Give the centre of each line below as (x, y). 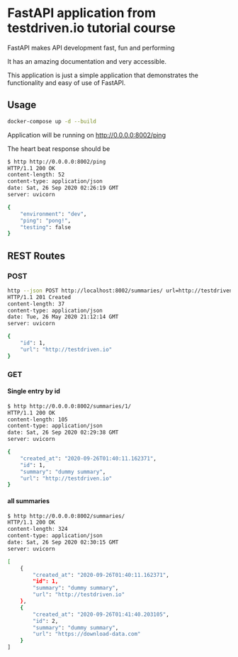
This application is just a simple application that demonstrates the (103, 75)
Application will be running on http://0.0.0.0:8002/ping (87, 135)
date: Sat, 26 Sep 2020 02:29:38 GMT (63, 433)
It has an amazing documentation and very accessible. (87, 61)
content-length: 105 (38, 420)
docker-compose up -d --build (52, 121)
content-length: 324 (38, 529)
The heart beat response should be (59, 148)
